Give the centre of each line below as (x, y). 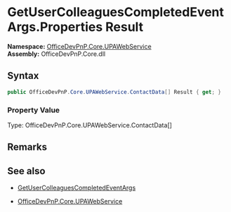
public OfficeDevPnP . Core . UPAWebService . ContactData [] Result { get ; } (114, 92)
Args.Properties (55, 27)
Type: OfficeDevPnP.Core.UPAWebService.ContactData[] (90, 125)
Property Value (34, 110)
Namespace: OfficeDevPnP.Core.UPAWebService (80, 46)
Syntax (23, 76)
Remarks (27, 147)
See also (26, 171)
